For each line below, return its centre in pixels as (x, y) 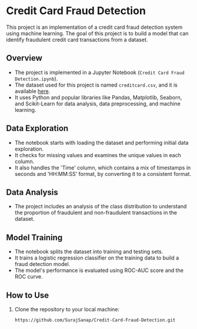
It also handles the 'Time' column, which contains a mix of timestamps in (103, 167)
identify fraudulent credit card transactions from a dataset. (77, 39)
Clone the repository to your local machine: (67, 309)
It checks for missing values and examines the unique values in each (98, 155)
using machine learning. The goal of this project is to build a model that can (98, 33)
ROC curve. (29, 277)
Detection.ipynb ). (36, 78)
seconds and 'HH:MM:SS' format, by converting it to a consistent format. (103, 174)
